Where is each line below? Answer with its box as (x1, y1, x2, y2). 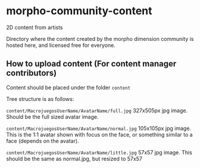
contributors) (6, 68, 57, 78)
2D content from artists (6, 24, 63, 31)
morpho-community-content (6, 4, 153, 18)
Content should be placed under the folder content (6, 84, 131, 91)
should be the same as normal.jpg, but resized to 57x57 (6, 155, 143, 162)
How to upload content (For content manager (6, 59, 177, 69)
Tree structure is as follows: (6, 95, 74, 102)
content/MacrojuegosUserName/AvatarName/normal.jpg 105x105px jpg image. (6, 125, 192, 132)
